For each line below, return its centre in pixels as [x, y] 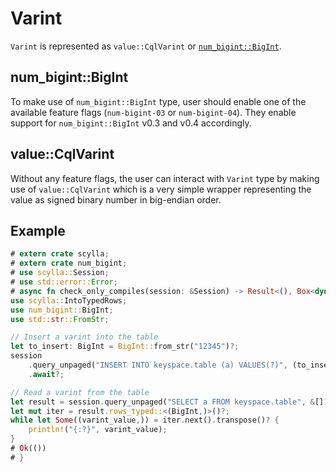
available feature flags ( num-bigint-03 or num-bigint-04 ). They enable [153, 112]
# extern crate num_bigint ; [69, 263]
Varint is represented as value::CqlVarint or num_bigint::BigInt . [146, 46]
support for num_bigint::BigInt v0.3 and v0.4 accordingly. [131, 123]
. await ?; [46, 374]
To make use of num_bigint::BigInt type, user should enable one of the [158, 101]
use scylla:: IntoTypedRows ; [69, 300]
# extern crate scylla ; [60, 254]
